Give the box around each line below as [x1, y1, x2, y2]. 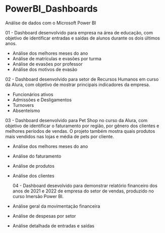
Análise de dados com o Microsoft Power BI [5, 20, 96, 26]
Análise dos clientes [12, 173, 54, 179]
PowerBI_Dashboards [5, 3, 98, 15]
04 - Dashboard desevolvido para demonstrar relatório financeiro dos [12, 182, 158, 188]
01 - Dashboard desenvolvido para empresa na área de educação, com [5, 29, 153, 35]
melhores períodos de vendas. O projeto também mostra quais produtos [5, 128, 155, 134]
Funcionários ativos [12, 91, 53, 97]
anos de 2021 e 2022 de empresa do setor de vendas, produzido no [12, 188, 154, 194]
